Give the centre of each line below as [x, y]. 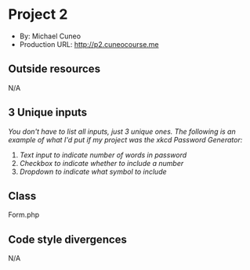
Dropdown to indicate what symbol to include [93, 171]
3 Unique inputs [48, 112]
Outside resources [54, 69]
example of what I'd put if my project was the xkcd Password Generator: [125, 139]
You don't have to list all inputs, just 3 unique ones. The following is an [122, 131]
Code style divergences [68, 239]
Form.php [24, 215]
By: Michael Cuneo [50, 36]
